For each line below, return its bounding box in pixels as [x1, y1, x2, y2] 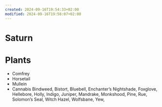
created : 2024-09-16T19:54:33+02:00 [5, 7, 79, 12]
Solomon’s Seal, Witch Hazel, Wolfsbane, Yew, [12, 96, 105, 102]
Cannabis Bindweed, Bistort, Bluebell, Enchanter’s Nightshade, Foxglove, [12, 86, 158, 92]
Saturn [5, 32, 33, 44]
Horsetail [12, 76, 31, 81]
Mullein [12, 81, 27, 87]
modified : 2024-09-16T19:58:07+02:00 [5, 12, 81, 16]
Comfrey [12, 71, 30, 76]
